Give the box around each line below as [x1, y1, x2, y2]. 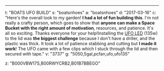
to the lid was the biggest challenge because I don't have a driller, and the [5, 35, 155, 41]
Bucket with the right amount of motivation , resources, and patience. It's [5, 25, 154, 31]
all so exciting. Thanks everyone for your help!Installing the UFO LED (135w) [5, 30, 158, 36]
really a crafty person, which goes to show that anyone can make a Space [5, 20, 155, 26]
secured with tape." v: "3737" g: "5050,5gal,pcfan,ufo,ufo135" [5, 51, 130, 56]
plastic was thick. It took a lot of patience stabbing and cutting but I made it [5, 41, 157, 46]
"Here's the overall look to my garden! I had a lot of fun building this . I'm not [5, 15, 159, 20]
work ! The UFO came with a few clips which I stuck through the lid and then [5, 46, 158, 52]
